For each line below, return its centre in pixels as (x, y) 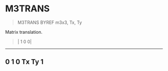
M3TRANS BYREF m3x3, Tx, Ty (50, 22)
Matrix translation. (24, 32)
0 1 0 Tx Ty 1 (24, 62)
